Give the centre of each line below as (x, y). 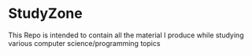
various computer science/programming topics (84, 43)
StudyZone (45, 14)
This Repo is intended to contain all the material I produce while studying (126, 35)
